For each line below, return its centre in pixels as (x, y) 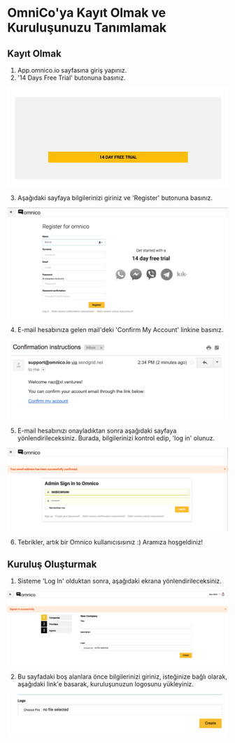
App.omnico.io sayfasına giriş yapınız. (72, 70)
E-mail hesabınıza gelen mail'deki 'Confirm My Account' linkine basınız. (120, 330)
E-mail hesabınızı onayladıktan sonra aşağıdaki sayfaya (97, 431)
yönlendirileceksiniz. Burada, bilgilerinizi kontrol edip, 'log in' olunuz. (116, 438)
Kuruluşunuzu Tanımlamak (87, 28)
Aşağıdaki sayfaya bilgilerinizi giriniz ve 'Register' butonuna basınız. (115, 198)
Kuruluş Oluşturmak (52, 564)
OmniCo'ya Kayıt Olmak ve (87, 13)
